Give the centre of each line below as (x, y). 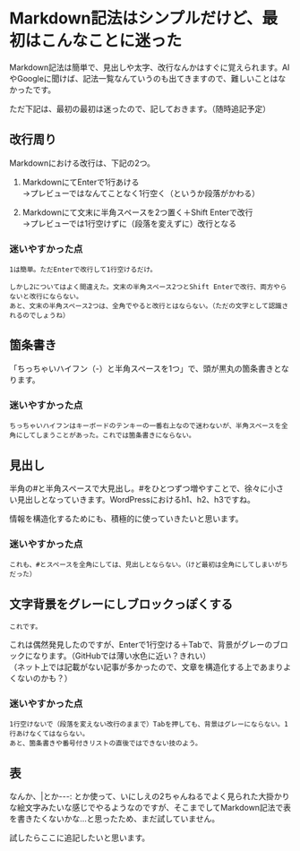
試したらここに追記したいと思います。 (80, 838)
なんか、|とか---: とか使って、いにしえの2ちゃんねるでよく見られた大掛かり (150, 796)
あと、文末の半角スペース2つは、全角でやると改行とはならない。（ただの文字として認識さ (149, 306)
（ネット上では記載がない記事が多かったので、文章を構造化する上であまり (146, 667)
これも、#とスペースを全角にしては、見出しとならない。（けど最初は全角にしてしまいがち (149, 565)
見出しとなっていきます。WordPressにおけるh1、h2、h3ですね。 (136, 499)
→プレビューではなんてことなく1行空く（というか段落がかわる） (141, 193)
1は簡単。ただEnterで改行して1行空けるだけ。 (83, 270)
